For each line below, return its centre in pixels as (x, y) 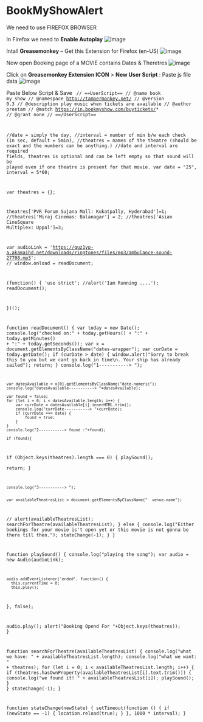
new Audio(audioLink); (35, 560)
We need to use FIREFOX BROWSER (52, 27)
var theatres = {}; (31, 192)
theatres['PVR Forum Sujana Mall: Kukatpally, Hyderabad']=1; (87, 212)
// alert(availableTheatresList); (50, 519)
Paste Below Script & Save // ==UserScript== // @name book (84, 92)
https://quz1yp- (73, 248)
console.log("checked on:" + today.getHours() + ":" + (77, 333)
